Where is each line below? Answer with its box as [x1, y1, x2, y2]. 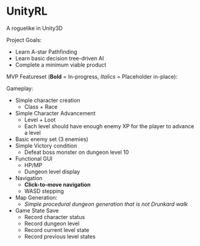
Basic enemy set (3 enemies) [15, 136, 88, 143]
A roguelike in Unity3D [6, 24, 63, 32]
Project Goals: [6, 36, 42, 43]
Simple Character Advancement [15, 109, 96, 117]
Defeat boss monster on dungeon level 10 [24, 148, 129, 156]
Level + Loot [24, 116, 56, 123]
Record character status [24, 213, 85, 220]
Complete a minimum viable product [15, 61, 107, 68]
